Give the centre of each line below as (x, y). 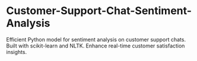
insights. (17, 52)
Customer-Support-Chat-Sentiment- (99, 11)
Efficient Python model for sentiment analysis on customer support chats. (96, 39)
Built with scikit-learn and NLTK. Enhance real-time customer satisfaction (96, 46)
